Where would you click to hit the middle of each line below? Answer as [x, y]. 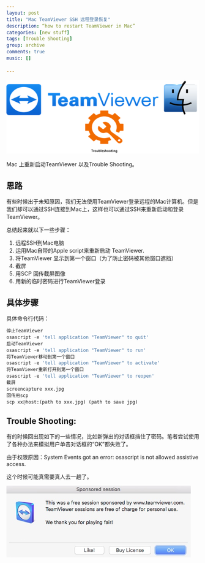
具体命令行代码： [28, 318]
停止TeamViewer [25, 331]
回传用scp [17, 396]
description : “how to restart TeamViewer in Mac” [71, 26]
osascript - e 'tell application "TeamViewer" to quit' [78, 337]
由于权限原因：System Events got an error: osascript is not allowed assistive [102, 458]
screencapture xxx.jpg [35, 389]
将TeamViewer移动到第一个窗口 [41, 357]
